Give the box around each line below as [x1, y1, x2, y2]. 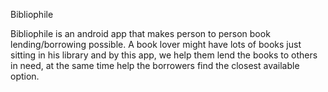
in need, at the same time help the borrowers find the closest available [10, 60, 300, 71]
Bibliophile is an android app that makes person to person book [10, 28, 271, 39]
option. [10, 70, 40, 82]
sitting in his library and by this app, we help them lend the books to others [10, 49, 318, 61]
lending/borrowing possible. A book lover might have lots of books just [10, 39, 302, 50]
